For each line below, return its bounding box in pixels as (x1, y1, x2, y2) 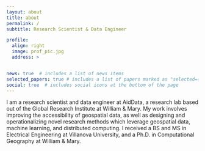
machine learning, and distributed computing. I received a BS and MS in (6, 125, 187, 132)
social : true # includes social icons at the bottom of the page (6, 82, 179, 88)
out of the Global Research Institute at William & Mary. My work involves (6, 105, 187, 112)
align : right (12, 43, 45, 49)
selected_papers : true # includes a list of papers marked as (6, 76, 168, 83)
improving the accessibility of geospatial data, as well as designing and (6, 111, 185, 119)
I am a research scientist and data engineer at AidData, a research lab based (6, 98, 199, 106)
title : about (6, 15, 40, 21)
